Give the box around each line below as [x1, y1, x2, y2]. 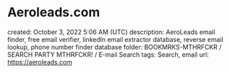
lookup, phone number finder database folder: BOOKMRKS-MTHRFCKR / [7, 43, 222, 51]
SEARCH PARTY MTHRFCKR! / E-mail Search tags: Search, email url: [7, 50, 209, 59]
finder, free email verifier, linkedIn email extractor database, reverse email [7, 35, 224, 43]
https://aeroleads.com [7, 57, 73, 66]
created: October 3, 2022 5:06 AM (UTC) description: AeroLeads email [7, 28, 216, 36]
